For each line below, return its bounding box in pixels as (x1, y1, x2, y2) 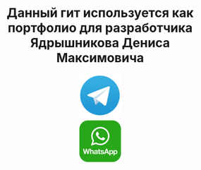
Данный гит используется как (6, 5, 194, 21)
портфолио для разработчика (7, 20, 193, 36)
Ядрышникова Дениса (30, 35, 171, 51)
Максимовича (56, 50, 145, 66)
